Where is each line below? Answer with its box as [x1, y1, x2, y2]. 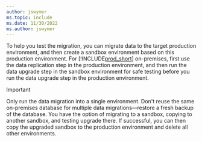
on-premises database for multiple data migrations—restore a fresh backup [6, 104, 194, 112]
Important [6, 86, 31, 94]
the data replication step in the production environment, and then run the [6, 62, 187, 69]
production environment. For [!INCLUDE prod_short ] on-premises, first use [6, 55, 190, 62]
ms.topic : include [6, 15, 52, 21]
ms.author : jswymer [6, 25, 55, 32]
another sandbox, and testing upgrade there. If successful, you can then [6, 117, 186, 124]
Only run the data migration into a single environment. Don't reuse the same [6, 98, 195, 105]
